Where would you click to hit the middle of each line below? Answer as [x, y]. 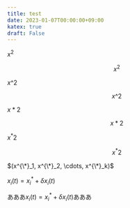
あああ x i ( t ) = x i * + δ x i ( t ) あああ [50, 197]
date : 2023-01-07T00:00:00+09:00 [56, 20]
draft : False [26, 33]
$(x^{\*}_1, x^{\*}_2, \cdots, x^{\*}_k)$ [61, 165]
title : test [24, 14]
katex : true [24, 27]
